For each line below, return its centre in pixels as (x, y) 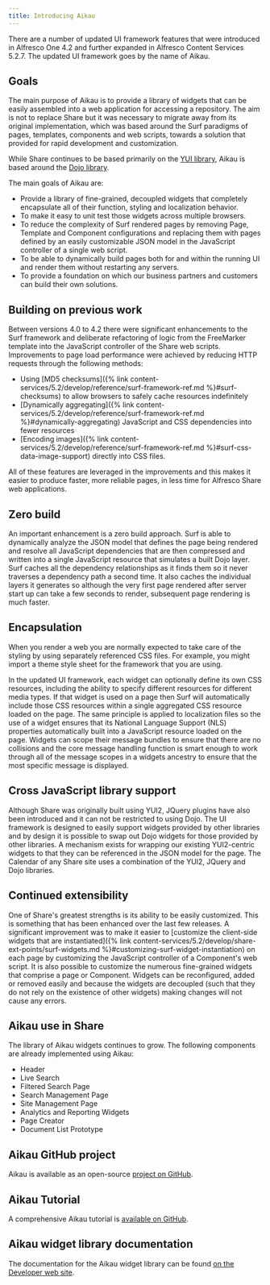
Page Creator (42, 1121)
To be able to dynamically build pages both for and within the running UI (140, 259)
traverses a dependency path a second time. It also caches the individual (130, 576)
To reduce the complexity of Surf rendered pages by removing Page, (134, 225)
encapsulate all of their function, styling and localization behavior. (129, 207)
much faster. (29, 602)
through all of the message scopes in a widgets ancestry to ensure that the (133, 757)
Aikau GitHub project (62, 1155)
